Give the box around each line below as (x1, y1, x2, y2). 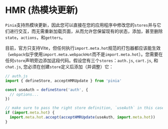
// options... (9, 92, 39, 97)
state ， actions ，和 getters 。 (5, 34, 66, 40)
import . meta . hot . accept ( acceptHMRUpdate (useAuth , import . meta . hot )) (9, 115, 155, 120)
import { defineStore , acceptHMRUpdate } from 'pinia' (5, 78, 122, 83)
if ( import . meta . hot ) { (5, 110, 55, 115)
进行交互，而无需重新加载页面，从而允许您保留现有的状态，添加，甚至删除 (9, 28, 163, 34)
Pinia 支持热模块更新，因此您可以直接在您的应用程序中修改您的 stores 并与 (5, 22, 157, 28)
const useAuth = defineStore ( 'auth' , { (5, 87, 88, 92)
